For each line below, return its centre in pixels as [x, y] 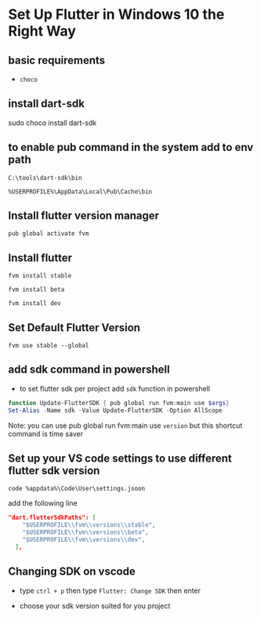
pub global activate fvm [49, 234]
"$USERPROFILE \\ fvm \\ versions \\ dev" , [84, 540]
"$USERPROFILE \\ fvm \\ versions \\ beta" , [85, 532]
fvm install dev [34, 303]
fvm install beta [36, 290]
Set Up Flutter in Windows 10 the [116, 15]
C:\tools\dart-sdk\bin [45, 178]
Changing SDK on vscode [72, 572]
